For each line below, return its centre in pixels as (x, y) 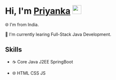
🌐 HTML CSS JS (29, 73)
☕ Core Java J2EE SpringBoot (43, 61)
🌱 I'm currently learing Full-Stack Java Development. (58, 34)
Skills (13, 50)
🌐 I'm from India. (22, 24)
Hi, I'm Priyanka (38, 11)
